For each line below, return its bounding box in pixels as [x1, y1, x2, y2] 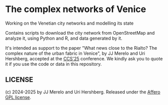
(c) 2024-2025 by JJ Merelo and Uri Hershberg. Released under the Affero [5, 89, 160, 95]
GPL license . [5, 94, 32, 100]
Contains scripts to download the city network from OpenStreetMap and [5, 30, 155, 36]
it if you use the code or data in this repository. [5, 61, 102, 67]
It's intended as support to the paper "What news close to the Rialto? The [5, 45, 157, 51]
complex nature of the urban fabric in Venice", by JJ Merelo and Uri [5, 50, 145, 56]
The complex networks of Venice [5, 4, 146, 15]
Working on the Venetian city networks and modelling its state [5, 20, 134, 26]
